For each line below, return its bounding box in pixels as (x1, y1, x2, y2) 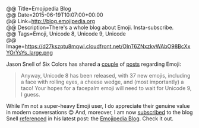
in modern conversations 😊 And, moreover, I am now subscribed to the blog (6, 109, 193, 116)
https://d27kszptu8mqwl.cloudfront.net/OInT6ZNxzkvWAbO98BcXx (24, 43, 191, 50)
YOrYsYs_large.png (6, 49, 53, 56)
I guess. (20, 91, 40, 98)
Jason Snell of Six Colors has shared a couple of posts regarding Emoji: (6, 60, 181, 68)
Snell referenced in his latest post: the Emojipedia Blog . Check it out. (6, 115, 173, 122)
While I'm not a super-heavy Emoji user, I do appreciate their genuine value (6, 103, 190, 109)
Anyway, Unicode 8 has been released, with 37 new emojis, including (20, 72, 191, 79)
